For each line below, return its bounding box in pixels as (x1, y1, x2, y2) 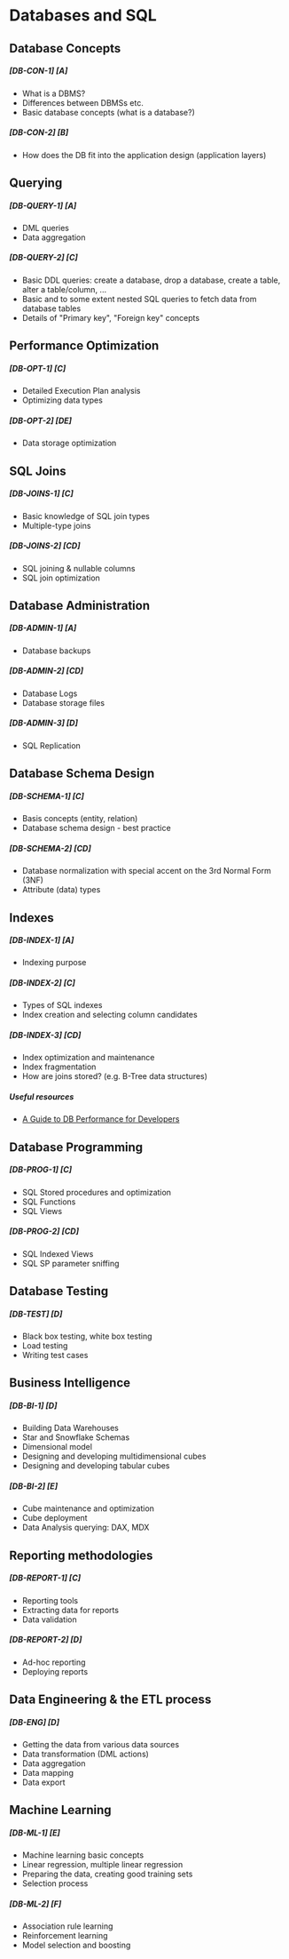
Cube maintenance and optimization (21, 1503, 155, 1514)
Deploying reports (21, 1666, 89, 1676)
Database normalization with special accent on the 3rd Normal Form (21, 866, 272, 876)
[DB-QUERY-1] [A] (9, 200, 77, 211)
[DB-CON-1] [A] (9, 66, 68, 76)
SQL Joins (9, 463, 66, 478)
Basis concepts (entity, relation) (21, 813, 138, 824)
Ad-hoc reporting (21, 1657, 86, 1667)
